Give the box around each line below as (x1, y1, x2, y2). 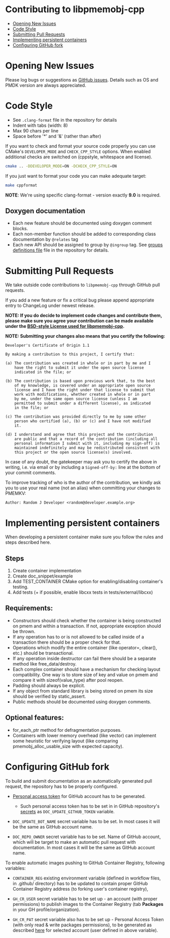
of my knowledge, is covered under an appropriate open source (14, 383, 151, 388)
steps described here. (5, 539, 51, 545)
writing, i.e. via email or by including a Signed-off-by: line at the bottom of (5, 464, 161, 471)
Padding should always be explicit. (12, 682, 85, 688)
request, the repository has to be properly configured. (5, 783, 118, 789)
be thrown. (12, 628, 36, 634)
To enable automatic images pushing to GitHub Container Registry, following (5, 860, 165, 866)
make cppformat (5, 182, 38, 188)
